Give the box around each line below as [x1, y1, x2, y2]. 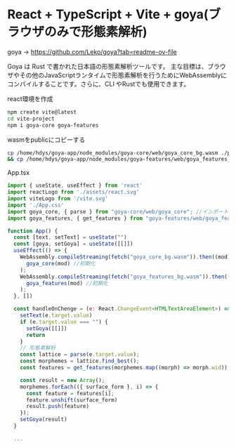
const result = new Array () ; [20, 376, 105, 383]
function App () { [7, 228, 58, 235]
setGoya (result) [20, 416, 68, 423]
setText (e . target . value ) [20, 312, 93, 319]
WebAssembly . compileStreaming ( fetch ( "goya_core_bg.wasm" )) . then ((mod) [20, 253, 231, 261]
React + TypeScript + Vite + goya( [7, 6, 209, 22]
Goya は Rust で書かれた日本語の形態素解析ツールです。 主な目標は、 [7, 62, 208, 70]
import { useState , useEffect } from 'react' [7, 182, 143, 190]
